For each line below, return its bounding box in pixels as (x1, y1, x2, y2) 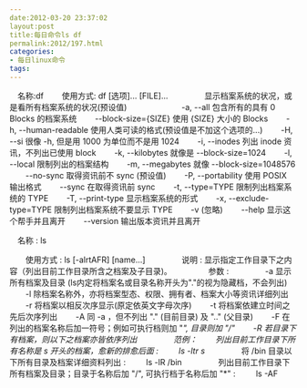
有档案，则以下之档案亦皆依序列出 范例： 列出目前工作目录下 (9, 333, 288, 344)
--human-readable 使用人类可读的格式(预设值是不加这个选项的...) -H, (18, 124, 293, 135)
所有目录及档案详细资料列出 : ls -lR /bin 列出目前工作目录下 (16, 356, 291, 367)
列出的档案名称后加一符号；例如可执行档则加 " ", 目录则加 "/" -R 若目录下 (9, 322, 297, 333)
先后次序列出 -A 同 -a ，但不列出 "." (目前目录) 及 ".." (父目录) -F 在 (9, 311, 291, 322)
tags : (9, 65, 30, 74)
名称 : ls (16, 234, 47, 246)
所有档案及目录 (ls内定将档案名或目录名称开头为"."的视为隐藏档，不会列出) (9, 277, 288, 288)
